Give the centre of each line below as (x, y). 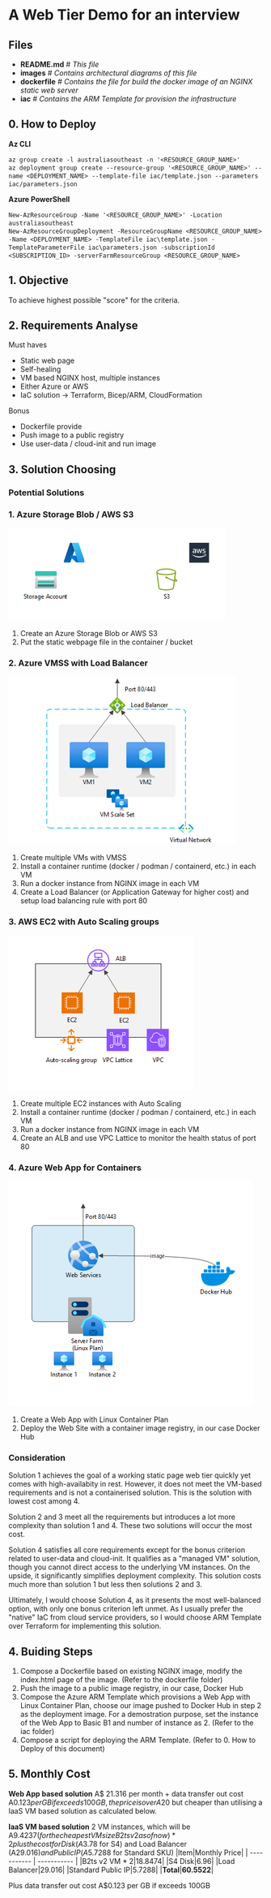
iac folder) (37, 1732)
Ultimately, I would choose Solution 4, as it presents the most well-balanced (135, 1600)
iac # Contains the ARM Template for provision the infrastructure (128, 99)
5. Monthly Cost (49, 1774)
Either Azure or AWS (54, 386)
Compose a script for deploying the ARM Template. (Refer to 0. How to (138, 1740)
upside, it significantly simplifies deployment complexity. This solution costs (135, 1576)
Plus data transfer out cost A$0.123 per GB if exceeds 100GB (109, 1885)
